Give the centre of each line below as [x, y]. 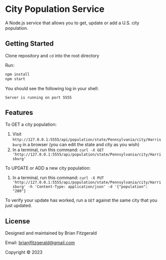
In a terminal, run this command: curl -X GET [58, 150]
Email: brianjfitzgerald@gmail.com [40, 243]
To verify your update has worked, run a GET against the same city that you [81, 200]
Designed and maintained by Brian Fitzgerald [51, 233]
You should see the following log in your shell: [52, 88]
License [18, 221]
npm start [15, 79]
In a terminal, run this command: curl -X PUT [58, 178]
